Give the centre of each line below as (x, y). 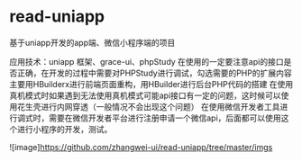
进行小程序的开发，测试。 (64, 129)
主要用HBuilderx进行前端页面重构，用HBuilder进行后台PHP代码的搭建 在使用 (151, 84)
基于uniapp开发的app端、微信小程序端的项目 (92, 42)
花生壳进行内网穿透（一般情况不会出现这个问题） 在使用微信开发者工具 (148, 106)
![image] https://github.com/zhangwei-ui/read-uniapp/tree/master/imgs (141, 147)
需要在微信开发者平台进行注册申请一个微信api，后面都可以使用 (165, 118)
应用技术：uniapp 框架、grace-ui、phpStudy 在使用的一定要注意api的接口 (146, 61)
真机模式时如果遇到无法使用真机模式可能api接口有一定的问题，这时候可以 (145, 95)
